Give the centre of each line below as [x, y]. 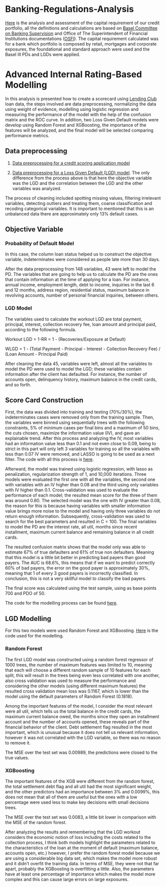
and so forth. [18, 384]
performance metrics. [27, 135]
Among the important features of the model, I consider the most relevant [79, 706]
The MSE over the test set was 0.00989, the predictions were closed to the [81, 752]
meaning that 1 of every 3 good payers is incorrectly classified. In [72, 574]
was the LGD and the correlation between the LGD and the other [78, 183]
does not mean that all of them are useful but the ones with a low [71, 797]
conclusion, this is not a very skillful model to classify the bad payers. [76, 578]
